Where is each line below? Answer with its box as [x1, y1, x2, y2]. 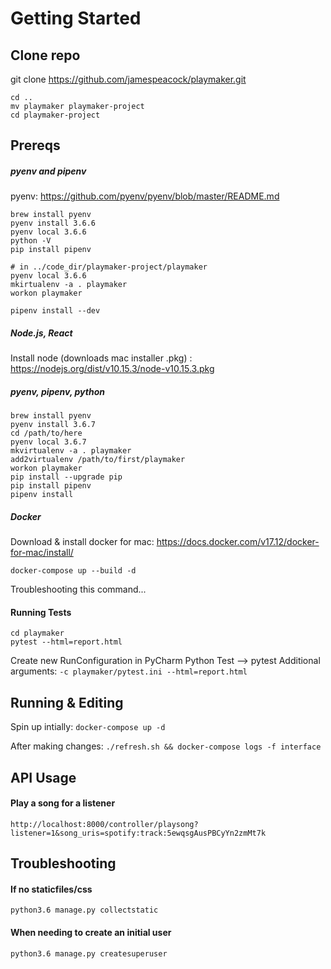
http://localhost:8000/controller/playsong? [10, 819, 199, 829]
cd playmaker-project [10, 110, 101, 120]
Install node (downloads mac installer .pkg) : [10, 352, 193, 364]
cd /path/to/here [10, 428, 83, 439]
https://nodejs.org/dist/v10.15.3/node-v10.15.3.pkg [10, 363, 215, 375]
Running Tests [10, 606, 72, 618]
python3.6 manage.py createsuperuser [10, 948, 168, 959]
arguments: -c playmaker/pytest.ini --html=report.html [10, 665, 248, 677]
